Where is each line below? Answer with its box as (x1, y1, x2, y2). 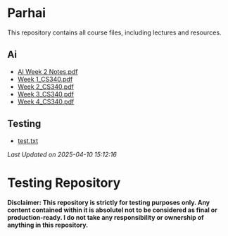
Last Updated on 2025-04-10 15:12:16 (7, 150, 118, 159)
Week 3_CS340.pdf (17, 89, 75, 98)
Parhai (7, 5, 46, 21)
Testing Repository (7, 175, 121, 191)
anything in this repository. (7, 221, 89, 229)
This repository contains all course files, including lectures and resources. (7, 28, 222, 37)
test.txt (17, 136, 39, 145)
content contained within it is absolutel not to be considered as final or (7, 206, 218, 214)
